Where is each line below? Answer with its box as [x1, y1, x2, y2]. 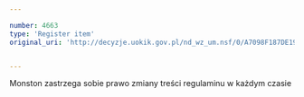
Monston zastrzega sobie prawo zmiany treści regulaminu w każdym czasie [9, 78, 292, 89]
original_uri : [9, 38, 63, 47]
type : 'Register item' [9, 29, 95, 39]
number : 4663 [9, 21, 59, 30]
